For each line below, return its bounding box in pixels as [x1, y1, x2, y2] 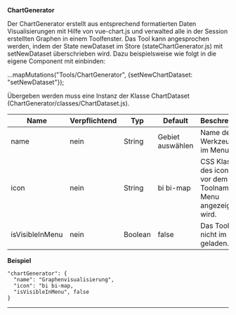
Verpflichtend [70, 116, 117, 125]
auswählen [157, 141, 194, 150]
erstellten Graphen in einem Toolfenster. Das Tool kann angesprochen [7, 34, 209, 43]
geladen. [199, 238, 230, 248]
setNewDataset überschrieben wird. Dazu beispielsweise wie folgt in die [7, 49, 216, 58]
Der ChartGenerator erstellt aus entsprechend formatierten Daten [7, 20, 197, 27]
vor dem [199, 174, 228, 184]
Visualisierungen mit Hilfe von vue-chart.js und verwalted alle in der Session [7, 27, 228, 35]
